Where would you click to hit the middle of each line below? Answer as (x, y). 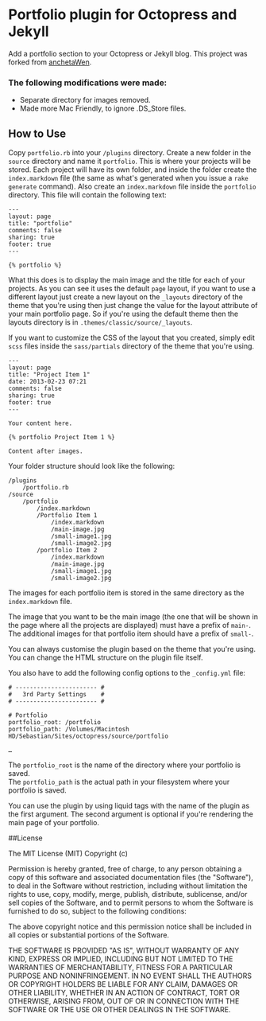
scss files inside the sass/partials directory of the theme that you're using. (131, 346)
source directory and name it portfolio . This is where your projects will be (130, 162)
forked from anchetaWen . (50, 62)
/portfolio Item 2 (67, 551)
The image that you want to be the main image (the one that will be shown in (133, 617)
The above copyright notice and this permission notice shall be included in (130, 927)
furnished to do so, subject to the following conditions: (97, 911)
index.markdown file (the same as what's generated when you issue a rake (128, 178)
